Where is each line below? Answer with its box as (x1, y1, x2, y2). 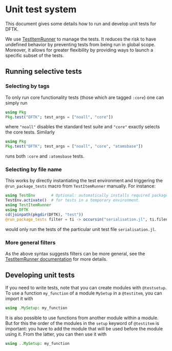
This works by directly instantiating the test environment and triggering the (5, 178, 163, 184)
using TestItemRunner (5, 203, 52, 208)
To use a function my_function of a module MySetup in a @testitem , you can (5, 290, 162, 296)
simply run (5, 100, 28, 106)
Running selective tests (5, 67, 82, 76)
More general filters (5, 239, 56, 246)
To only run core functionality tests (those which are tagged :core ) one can (5, 94, 164, 101)
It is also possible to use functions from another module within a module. (5, 315, 159, 321)
